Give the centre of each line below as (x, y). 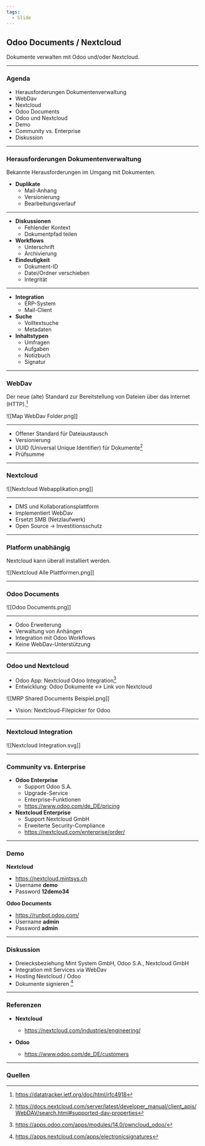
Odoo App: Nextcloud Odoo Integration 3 (66, 680)
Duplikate (28, 184)
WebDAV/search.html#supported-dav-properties (77, 1112)
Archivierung (40, 253)
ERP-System (40, 303)
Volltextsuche (41, 323)
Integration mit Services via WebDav (61, 970)
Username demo (36, 885)
